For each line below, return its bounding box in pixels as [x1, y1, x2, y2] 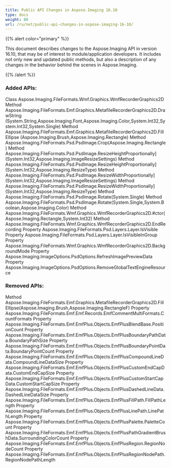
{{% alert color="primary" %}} [5, 36, 69, 42]
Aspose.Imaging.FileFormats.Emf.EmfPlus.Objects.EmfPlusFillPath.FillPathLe [5, 397, 166, 403]
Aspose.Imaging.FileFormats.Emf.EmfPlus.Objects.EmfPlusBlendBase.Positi [5, 321, 164, 327]
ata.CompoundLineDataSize [5, 359, 64, 365]
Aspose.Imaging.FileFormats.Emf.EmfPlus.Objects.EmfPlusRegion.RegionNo [5, 440, 165, 447]
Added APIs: [5, 85, 37, 92]
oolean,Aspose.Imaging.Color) [5, 205, 69, 211]
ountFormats [5, 315, 32, 322]
